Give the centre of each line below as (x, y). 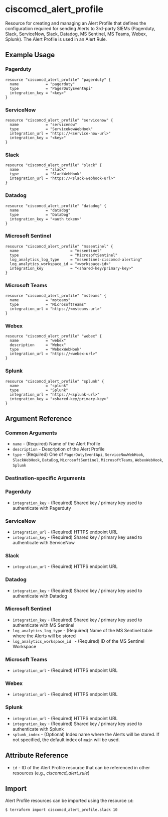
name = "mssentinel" (56, 251)
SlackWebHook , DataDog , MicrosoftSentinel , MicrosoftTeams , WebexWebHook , (88, 460)
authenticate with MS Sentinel (43, 625)
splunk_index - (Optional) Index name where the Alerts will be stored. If (86, 734)
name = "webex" (38, 341)
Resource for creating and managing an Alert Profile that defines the (76, 23)
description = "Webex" (38, 345)
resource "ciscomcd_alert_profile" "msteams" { (56, 296)
